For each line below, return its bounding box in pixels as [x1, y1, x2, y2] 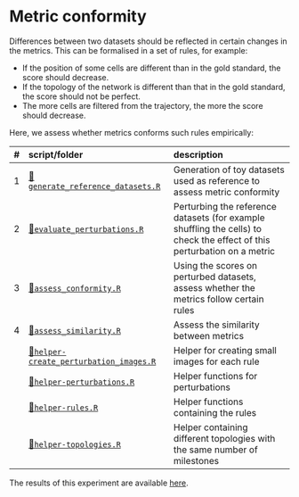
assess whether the [173, 281, 255, 294]
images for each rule [173, 355, 260, 368]
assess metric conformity [173, 186, 280, 198]
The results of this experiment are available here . [9, 477, 189, 488]
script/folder [28, 148, 84, 161]
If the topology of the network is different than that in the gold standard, [21, 81, 287, 92]
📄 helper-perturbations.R [28, 375, 135, 387]
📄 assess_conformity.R [28, 281, 122, 294]
